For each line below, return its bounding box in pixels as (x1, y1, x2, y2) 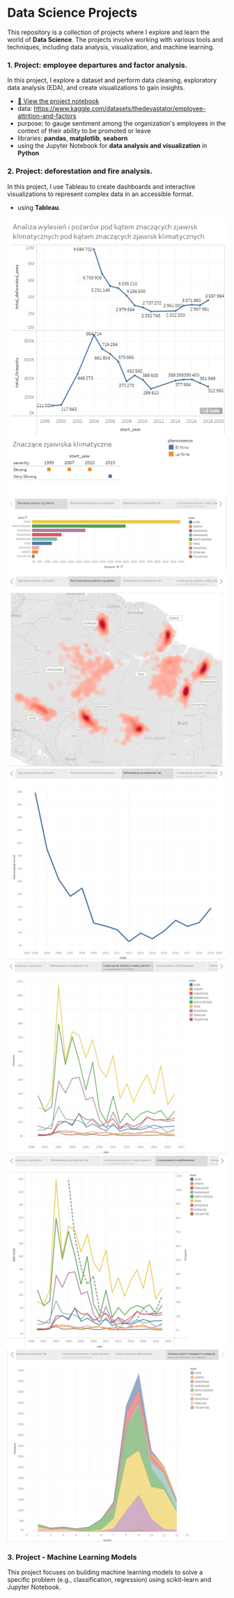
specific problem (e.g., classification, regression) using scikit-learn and (7, 1575, 211, 1583)
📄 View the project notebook (17, 97, 100, 105)
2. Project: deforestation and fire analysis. (7, 166, 153, 176)
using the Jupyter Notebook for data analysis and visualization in (17, 142, 208, 150)
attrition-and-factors (17, 112, 77, 120)
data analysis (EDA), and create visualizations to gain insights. (7, 84, 185, 92)
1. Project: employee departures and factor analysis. (7, 60, 188, 70)
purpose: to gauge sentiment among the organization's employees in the (17, 119, 226, 128)
